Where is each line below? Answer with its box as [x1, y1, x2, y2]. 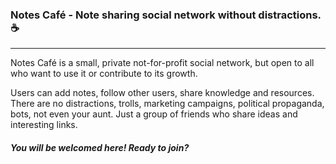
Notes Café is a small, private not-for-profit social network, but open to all [10, 57, 315, 69]
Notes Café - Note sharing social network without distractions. [10, 8, 322, 22]
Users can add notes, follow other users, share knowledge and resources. [10, 87, 315, 99]
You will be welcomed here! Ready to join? [10, 141, 190, 153]
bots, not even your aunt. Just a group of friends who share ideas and [10, 108, 298, 120]
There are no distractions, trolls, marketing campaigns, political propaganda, [10, 98, 325, 110]
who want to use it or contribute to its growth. [10, 68, 198, 80]
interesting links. [10, 119, 78, 131]
